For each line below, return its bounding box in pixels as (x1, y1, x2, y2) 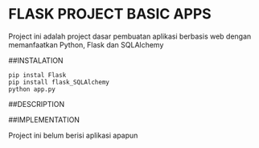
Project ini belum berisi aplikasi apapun (8, 130, 138, 140)
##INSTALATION (8, 55, 64, 65)
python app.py (8, 85, 56, 93)
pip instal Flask (8, 71, 67, 79)
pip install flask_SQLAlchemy (8, 78, 110, 86)
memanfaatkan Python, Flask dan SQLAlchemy (8, 39, 164, 49)
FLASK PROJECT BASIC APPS (8, 5, 212, 23)
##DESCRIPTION (8, 99, 65, 109)
